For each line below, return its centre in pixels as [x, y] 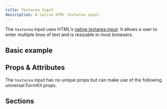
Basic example [29, 50]
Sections [20, 101]
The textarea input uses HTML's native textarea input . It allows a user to [81, 29]
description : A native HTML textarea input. [53, 15]
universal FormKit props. [31, 85]
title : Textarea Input [29, 10]
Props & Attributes [35, 68]
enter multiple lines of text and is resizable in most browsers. [69, 34]
